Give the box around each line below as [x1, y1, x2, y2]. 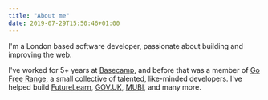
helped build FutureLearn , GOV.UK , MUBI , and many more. [8, 82, 202, 92]
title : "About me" [8, 11, 70, 20]
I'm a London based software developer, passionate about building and [8, 41, 243, 50]
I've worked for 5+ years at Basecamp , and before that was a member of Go [8, 65, 261, 74]
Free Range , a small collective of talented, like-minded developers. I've [8, 74, 242, 83]
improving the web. [8, 50, 72, 59]
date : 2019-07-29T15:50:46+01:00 [8, 19, 120, 27]
